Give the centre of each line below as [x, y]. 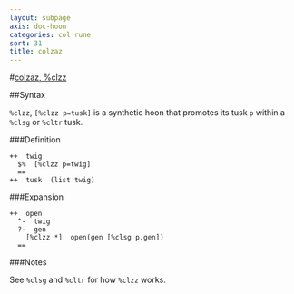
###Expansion [36, 197]
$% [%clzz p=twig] [54, 164]
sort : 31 [26, 43]
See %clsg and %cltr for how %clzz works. [88, 280]
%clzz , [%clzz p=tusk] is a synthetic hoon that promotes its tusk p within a [147, 113]
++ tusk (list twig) [52, 181]
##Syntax [28, 95]
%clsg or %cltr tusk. [46, 122]
